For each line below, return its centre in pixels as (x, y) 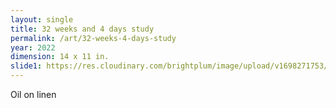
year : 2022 (33, 47)
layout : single (42, 19)
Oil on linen (33, 94)
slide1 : (26, 66)
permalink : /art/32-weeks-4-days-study (93, 38)
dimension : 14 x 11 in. (60, 57)
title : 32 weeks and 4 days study (82, 29)
